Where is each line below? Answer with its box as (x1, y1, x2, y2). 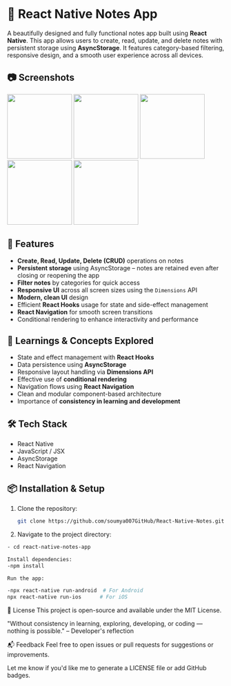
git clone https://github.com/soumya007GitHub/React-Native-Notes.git (17, 518, 225, 525)
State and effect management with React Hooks (17, 353, 154, 361)
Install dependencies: (7, 556, 72, 563)
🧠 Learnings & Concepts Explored (7, 334, 154, 347)
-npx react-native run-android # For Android (7, 587, 143, 594)
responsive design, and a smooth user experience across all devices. (7, 51, 203, 59)
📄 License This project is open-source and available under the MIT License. (7, 606, 222, 614)
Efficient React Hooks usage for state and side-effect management (17, 300, 208, 309)
